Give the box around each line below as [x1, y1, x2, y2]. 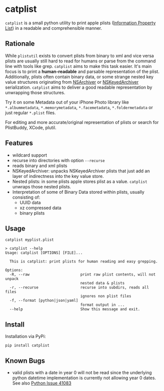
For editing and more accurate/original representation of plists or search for [5, 119, 159, 125]
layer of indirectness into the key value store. [12, 173, 104, 179]
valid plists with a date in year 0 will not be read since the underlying [12, 370, 152, 375]
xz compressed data [19, 205, 62, 211]
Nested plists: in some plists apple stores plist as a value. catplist [12, 178, 148, 184]
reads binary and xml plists [12, 163, 68, 168]
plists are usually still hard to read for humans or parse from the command [5, 58, 156, 64]
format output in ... [80, 302, 125, 308]
